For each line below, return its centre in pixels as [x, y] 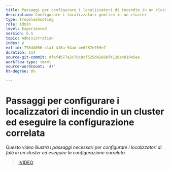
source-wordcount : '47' [31, 66]
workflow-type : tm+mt [29, 62]
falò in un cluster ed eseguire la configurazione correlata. [66, 152]
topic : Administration [30, 39]
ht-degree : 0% [21, 72]
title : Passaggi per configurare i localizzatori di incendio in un [80, 10]
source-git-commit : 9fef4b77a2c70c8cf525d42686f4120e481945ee [73, 57]
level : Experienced [26, 29]
